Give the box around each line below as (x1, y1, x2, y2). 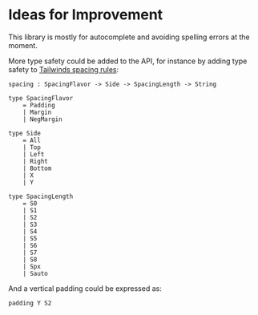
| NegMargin (22, 115, 62, 123)
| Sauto (22, 269, 48, 277)
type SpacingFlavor (8, 94, 74, 102)
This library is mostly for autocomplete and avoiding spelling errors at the (8, 32, 250, 42)
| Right (22, 157, 48, 165)
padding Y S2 (8, 299, 52, 307)
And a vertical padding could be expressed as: (8, 283, 162, 293)
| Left (22, 150, 45, 158)
